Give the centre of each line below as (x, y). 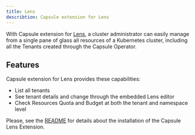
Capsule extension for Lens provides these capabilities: (73, 79)
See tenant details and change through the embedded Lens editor (95, 97)
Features (23, 65)
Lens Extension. (26, 127)
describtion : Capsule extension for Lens (58, 17)
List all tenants (32, 90)
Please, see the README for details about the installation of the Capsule (94, 121)
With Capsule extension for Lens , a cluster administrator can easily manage (98, 34)
